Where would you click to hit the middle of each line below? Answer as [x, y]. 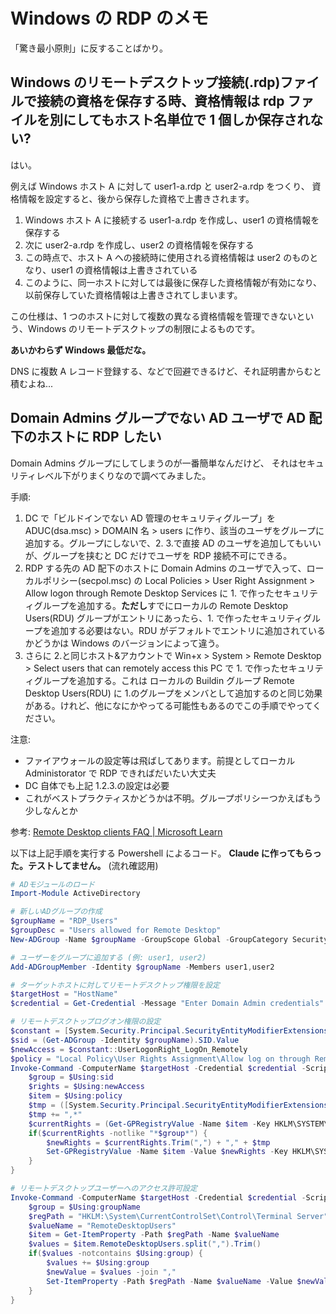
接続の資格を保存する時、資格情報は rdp [160, 101]
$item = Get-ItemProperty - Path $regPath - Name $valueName [154, 1235]
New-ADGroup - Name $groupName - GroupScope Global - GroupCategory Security [169, 939]
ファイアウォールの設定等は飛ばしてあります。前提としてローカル [160, 760]
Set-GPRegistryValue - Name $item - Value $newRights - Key [167, 1152]
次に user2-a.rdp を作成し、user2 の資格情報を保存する [139, 245]
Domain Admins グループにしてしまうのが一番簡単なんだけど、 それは [154, 463]
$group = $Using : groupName [84, 1207]
